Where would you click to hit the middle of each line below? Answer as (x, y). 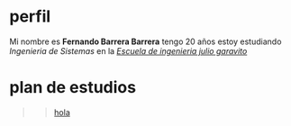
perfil (30, 17)
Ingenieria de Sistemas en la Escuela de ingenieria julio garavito (128, 50)
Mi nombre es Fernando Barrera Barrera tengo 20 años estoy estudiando (145, 41)
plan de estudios (73, 88)
